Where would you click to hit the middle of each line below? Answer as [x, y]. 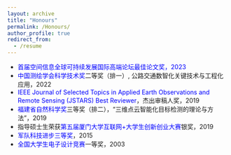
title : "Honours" [33, 20]
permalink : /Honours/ [39, 27]
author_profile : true [39, 33]
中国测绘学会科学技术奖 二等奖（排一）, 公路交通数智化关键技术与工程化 [120, 75]
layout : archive [31, 14]
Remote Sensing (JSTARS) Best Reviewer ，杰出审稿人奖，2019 [108, 101]
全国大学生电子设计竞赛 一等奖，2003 [71, 144]
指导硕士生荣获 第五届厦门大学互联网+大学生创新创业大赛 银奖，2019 [115, 127]
